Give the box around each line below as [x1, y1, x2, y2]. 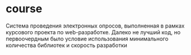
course [6, 2, 42, 16]
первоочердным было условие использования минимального [6, 35, 169, 42]
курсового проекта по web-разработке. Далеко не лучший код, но [6, 28, 181, 35]
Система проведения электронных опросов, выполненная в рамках [6, 22, 185, 29]
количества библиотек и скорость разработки [6, 42, 128, 49]
